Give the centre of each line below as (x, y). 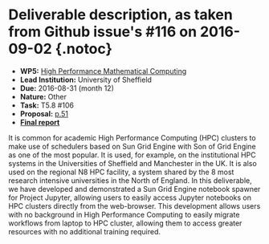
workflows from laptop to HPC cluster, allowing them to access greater (125, 223)
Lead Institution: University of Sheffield (86, 79)
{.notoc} (84, 49)
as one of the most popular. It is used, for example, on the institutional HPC (132, 155)
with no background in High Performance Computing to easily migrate (124, 214)
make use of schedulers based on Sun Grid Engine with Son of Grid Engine (132, 146)
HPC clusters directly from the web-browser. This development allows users (134, 205)
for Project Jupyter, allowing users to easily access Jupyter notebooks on (130, 197)
